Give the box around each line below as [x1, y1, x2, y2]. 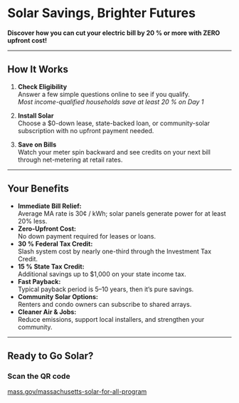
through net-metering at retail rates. [17, 155, 123, 164]
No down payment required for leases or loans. [17, 231, 156, 240]
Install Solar [17, 111, 54, 120]
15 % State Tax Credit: [17, 262, 85, 271]
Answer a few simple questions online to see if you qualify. [17, 90, 190, 98]
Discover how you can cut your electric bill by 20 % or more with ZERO [7, 28, 221, 37]
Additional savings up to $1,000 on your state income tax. [17, 269, 186, 278]
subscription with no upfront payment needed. [17, 126, 154, 135]
